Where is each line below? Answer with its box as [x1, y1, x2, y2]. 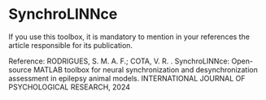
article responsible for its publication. [8, 40, 133, 50]
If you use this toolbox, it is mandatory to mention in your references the [8, 32, 251, 41]
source [8, 64, 33, 74]
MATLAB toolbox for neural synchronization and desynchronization [33, 64, 258, 74]
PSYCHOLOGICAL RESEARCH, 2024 [8, 82, 131, 92]
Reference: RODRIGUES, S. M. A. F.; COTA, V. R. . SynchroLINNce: [8, 56, 230, 66]
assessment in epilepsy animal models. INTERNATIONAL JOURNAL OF [8, 73, 246, 83]
